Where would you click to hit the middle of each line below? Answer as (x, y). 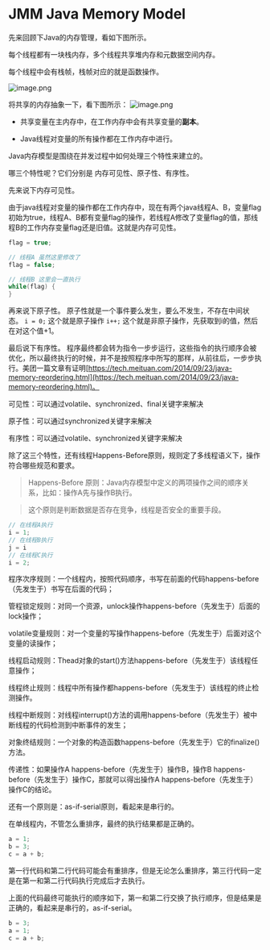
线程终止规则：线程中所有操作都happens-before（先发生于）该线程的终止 (130, 688)
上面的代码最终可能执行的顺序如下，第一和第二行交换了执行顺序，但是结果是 (135, 898)
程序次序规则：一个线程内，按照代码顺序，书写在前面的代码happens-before (134, 579)
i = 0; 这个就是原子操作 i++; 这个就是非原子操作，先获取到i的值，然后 (141, 321)
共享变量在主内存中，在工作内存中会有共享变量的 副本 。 (111, 121)
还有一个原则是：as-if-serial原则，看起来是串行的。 (93, 806)
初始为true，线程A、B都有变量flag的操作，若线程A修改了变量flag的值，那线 (133, 217)
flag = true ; (30, 243)
